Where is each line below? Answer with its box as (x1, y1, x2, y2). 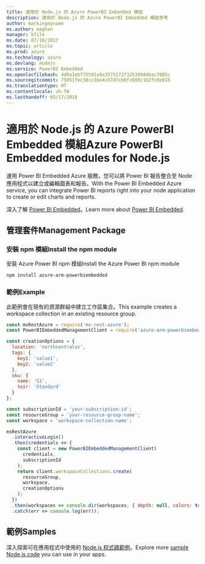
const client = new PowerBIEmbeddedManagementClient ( (17, 445, 157, 452)
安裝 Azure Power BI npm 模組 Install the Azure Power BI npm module (6, 260, 180, 268)
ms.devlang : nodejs (6, 60, 56, 66)
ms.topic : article (6, 43, 53, 49)
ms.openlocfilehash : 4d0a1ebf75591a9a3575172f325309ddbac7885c (6, 71, 171, 78)
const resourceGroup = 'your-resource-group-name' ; (6, 412, 140, 418)
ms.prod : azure (6, 49, 45, 55)
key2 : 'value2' (17, 361, 56, 367)
